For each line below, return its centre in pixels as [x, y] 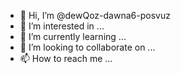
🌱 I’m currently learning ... [73, 36]
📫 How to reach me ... [66, 58]
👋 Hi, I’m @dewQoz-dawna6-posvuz [95, 15]
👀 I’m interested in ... [62, 26]
